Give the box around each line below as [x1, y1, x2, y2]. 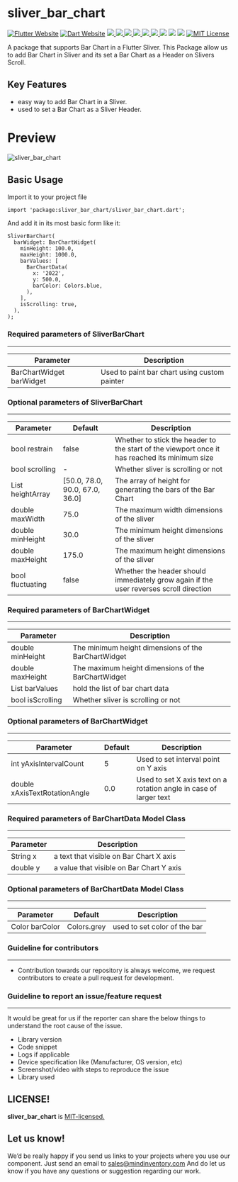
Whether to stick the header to [115, 435, 217, 445]
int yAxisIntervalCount [11, 758, 84, 768]
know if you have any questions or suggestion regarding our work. [7, 1166, 201, 1175]
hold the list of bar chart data [72, 684, 169, 694]
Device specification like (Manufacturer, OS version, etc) [17, 1057, 183, 1066]
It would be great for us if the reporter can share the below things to [7, 1013, 205, 1022]
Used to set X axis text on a [136, 775, 227, 784]
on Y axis [136, 763, 167, 773]
